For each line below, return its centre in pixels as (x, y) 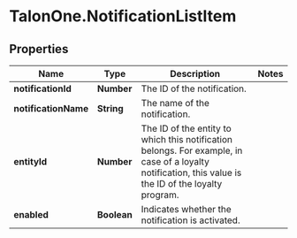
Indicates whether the (186, 209)
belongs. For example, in (192, 150)
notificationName (51, 108)
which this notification (187, 139)
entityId (30, 161)
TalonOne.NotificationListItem (123, 16)
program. (160, 195)
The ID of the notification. (194, 88)
